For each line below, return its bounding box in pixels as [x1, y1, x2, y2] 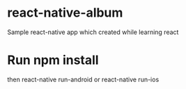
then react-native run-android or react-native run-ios [7, 75, 160, 83]
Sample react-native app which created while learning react [7, 28, 179, 36]
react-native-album [7, 5, 123, 21]
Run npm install [7, 52, 99, 68]
